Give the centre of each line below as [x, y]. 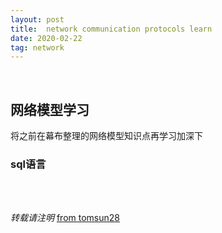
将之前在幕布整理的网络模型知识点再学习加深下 [106, 136]
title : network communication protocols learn [111, 29]
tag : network [37, 47]
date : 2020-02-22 [46, 38]
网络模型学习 [50, 109]
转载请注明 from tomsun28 [65, 218]
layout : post [37, 19]
